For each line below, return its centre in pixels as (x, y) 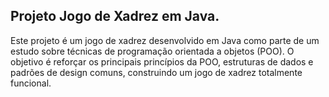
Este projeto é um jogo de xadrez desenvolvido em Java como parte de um (165, 40)
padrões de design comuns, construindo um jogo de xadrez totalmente (156, 72)
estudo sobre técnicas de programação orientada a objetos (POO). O (152, 51)
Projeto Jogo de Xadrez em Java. (115, 16)
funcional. (31, 83)
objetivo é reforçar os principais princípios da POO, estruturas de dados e (162, 61)
